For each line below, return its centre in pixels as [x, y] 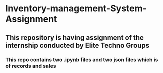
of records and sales [31, 66]
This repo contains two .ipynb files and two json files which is [82, 59]
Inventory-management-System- [76, 9]
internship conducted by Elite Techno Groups [77, 45]
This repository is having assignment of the [75, 37]
